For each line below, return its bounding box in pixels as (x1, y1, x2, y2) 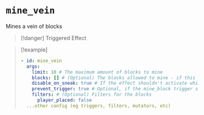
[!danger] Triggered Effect (20, 34, 86, 41)
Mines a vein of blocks (5, 22, 62, 30)
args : (26, 63, 40, 70)
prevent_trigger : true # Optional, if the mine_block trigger (32, 86, 193, 92)
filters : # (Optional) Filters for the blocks (32, 91, 152, 98)
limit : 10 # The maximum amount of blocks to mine (32, 69, 163, 75)
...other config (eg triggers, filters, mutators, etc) (26, 102, 171, 109)
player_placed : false (37, 97, 92, 103)
